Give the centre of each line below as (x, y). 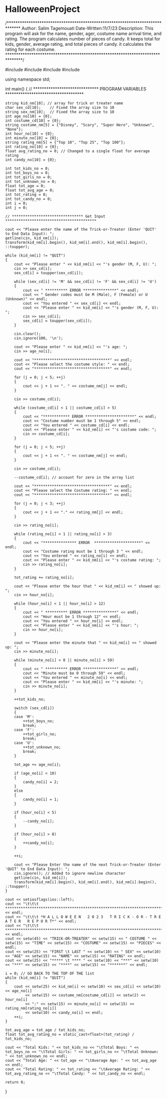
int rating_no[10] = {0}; (32, 147)
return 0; (15, 1082)
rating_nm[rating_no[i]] (31, 1008)
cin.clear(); (28, 334)
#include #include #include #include (42, 69)
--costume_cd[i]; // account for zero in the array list (74, 477)
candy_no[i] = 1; (41, 799)
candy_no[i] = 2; (41, 782)
